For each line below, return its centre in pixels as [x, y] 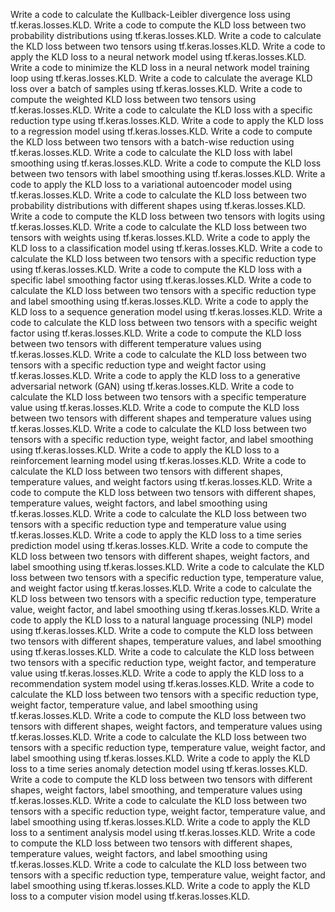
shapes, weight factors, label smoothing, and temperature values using [156, 790]
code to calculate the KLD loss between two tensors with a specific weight [164, 322]
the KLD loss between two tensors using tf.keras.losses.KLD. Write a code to [168, 46]
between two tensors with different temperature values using [136, 343]
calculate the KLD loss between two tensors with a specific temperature [158, 397]
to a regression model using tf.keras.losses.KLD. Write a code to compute [161, 131]
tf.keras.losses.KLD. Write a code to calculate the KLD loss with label [151, 152]
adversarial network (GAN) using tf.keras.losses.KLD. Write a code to [152, 386]
